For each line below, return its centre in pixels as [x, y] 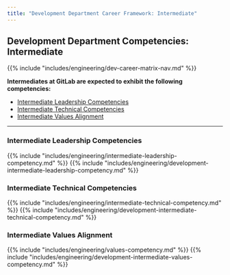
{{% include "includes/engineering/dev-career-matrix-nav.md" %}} [102, 68]
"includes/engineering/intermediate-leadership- [110, 155]
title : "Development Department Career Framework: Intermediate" [102, 13]
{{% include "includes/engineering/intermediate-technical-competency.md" [114, 203]
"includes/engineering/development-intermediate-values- [111, 257]
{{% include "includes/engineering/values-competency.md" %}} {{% [104, 250]
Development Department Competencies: [98, 41]
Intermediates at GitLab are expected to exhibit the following [95, 81]
